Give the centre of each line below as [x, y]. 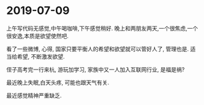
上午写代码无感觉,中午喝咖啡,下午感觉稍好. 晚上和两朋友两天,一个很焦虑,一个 [102, 28]
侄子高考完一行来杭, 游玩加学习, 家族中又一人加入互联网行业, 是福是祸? [96, 69]
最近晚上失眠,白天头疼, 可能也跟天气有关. [58, 82]
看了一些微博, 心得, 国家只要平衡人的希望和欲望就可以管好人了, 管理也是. [97, 49]
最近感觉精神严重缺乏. [34, 95]
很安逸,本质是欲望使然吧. [38, 36]
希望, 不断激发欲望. [41, 56]
